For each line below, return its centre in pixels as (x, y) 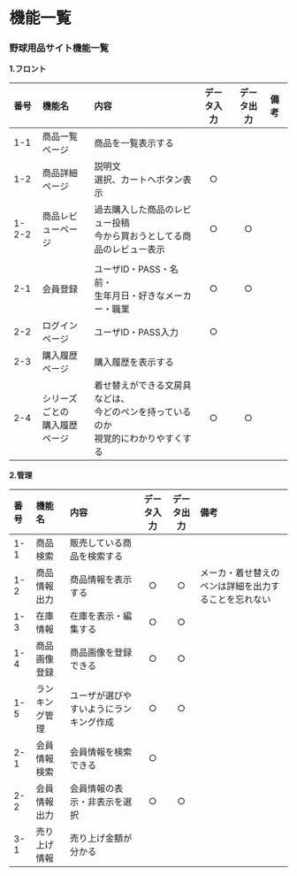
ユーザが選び (96, 695)
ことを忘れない (240, 600)
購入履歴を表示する (134, 362)
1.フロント (28, 69)
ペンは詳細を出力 (236, 587)
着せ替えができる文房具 (143, 386)
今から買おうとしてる (138, 236)
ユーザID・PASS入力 (136, 333)
